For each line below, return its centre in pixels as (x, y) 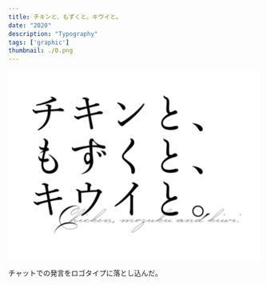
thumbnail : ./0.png (41, 51)
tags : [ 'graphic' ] (39, 42)
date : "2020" (30, 25)
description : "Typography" (53, 34)
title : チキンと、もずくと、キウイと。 (65, 17)
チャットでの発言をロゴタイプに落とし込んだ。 (85, 273)
